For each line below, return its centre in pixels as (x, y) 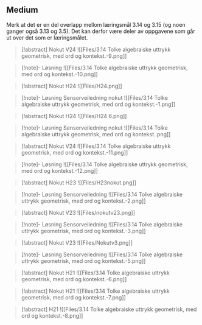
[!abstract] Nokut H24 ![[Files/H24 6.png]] (74, 116)
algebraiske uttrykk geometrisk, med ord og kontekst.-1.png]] (98, 104)
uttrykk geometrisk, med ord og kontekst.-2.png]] (83, 201)
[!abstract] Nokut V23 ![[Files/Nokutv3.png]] (77, 242)
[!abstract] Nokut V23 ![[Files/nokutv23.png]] (78, 212)
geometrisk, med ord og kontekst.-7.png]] (73, 297)
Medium (22, 10)
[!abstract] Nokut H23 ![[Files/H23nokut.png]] (79, 183)
